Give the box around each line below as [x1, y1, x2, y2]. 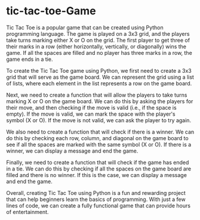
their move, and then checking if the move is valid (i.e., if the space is [6, 104, 177, 111]
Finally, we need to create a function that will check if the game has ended [6, 159, 189, 166]
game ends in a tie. [6, 55, 53, 63]
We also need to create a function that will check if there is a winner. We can [6, 128, 195, 135]
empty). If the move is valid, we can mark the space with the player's [6, 110, 176, 117]
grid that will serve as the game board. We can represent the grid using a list [6, 73, 194, 80]
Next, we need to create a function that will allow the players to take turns [6, 91, 187, 98]
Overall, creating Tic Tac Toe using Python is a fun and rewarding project [6, 189, 186, 196]
